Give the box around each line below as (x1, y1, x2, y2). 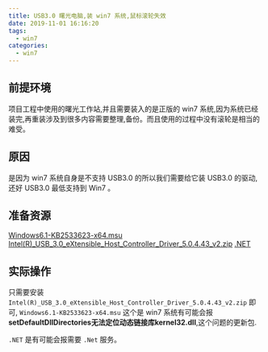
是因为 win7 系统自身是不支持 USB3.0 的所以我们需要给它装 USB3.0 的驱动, (8, 172, 258, 182)
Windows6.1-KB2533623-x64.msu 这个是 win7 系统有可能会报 (19, 308, 214, 317)
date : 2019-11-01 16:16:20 (8, 19, 99, 27)
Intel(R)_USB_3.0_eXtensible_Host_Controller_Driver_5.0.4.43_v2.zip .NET (8, 239, 251, 249)
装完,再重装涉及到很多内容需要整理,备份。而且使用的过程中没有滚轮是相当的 (8, 114, 261, 123)
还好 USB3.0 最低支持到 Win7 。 (8, 183, 115, 193)
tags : (8, 27, 27, 35)
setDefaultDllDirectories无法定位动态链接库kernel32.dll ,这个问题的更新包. (8, 317, 257, 327)
